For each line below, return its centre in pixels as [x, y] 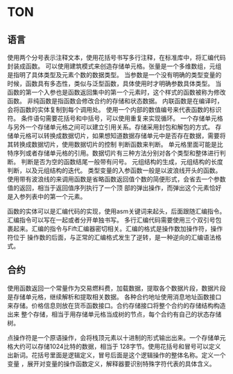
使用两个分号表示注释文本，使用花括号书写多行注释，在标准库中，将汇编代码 [116, 57]
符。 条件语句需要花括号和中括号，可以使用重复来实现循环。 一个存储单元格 [115, 118]
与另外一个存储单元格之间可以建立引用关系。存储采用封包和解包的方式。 [110, 127]
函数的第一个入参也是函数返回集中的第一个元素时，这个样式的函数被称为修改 [116, 92]
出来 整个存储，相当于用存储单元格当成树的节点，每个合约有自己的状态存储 [114, 314]
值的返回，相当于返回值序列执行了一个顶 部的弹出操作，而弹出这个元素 [108, 188]
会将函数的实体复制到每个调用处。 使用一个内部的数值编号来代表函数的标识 [114, 109]
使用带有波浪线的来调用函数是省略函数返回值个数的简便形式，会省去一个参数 [116, 179]
